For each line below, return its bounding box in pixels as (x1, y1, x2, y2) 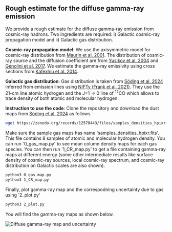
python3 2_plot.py (5, 202, 45, 207)
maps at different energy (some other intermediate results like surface (5, 152, 154, 158)
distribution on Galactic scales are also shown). (5, 162, 105, 168)
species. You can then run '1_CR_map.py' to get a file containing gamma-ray (5, 146, 166, 153)
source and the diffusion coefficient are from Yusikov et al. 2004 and (13, 57, 159, 64)
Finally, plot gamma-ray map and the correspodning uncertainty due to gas (5, 186, 164, 193)
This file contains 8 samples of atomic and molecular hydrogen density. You (5, 135, 165, 141)
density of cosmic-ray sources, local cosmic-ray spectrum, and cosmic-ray (5, 157, 165, 163)
